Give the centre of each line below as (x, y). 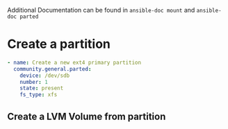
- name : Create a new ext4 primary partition (74, 62)
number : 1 (34, 82)
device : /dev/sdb (45, 76)
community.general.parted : (52, 69)
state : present (42, 88)
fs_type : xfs (39, 95)
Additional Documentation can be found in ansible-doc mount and (101, 10)
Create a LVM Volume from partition (87, 116)
